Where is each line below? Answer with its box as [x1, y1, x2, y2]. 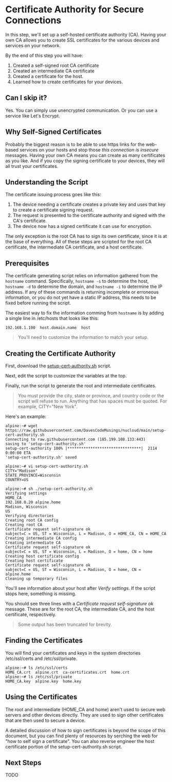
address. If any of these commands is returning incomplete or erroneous [5, 289, 159, 295]
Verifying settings [5, 491, 47, 496]
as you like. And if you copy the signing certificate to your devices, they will [5, 158, 165, 164]
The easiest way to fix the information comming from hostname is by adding [5, 310, 164, 316]
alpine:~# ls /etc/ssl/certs [5, 665, 68, 671]
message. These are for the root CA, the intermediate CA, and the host [5, 606, 155, 612]
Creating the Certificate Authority [5, 349, 116, 358]
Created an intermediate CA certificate [12, 68, 95, 74]
